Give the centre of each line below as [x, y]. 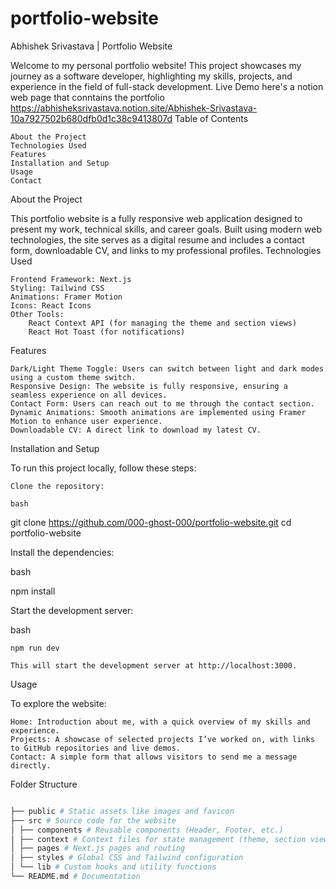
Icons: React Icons [51, 305]
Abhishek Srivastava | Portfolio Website [91, 46]
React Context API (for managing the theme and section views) [163, 323]
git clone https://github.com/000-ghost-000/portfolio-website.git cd [151, 522]
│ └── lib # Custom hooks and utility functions [113, 867]
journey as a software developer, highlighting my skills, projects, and [151, 76]
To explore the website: [58, 703]
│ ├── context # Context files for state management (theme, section [158, 839]
